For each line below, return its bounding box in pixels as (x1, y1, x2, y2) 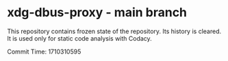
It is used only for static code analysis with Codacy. (7, 34, 152, 42)
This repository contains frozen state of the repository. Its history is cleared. (7, 27, 221, 35)
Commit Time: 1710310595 (7, 47, 81, 56)
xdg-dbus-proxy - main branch (7, 5, 187, 20)
